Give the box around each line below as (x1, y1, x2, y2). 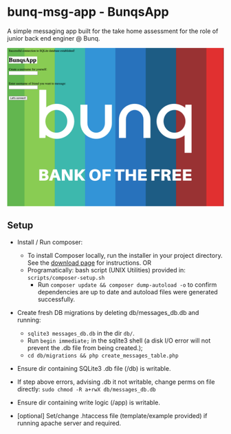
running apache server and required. (16, 419, 122, 427)
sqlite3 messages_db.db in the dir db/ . (27, 329, 135, 337)
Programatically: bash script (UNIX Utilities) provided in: (27, 265, 186, 274)
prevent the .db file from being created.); (27, 343, 143, 351)
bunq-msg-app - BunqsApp (7, 4, 170, 20)
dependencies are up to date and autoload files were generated (37, 287, 218, 296)
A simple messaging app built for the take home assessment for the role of (7, 27, 219, 35)
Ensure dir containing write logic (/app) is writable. (16, 398, 160, 406)
